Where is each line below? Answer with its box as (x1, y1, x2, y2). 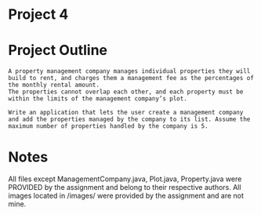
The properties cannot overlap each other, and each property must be (8, 88, 244, 96)
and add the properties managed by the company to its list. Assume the (8, 115, 251, 123)
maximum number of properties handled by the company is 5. (8, 122, 209, 130)
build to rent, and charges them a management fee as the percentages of (8, 75, 255, 82)
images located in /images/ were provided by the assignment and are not (8, 191, 245, 201)
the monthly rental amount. (8, 81, 100, 89)
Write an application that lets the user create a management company (8, 108, 244, 117)
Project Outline (8, 42, 108, 60)
